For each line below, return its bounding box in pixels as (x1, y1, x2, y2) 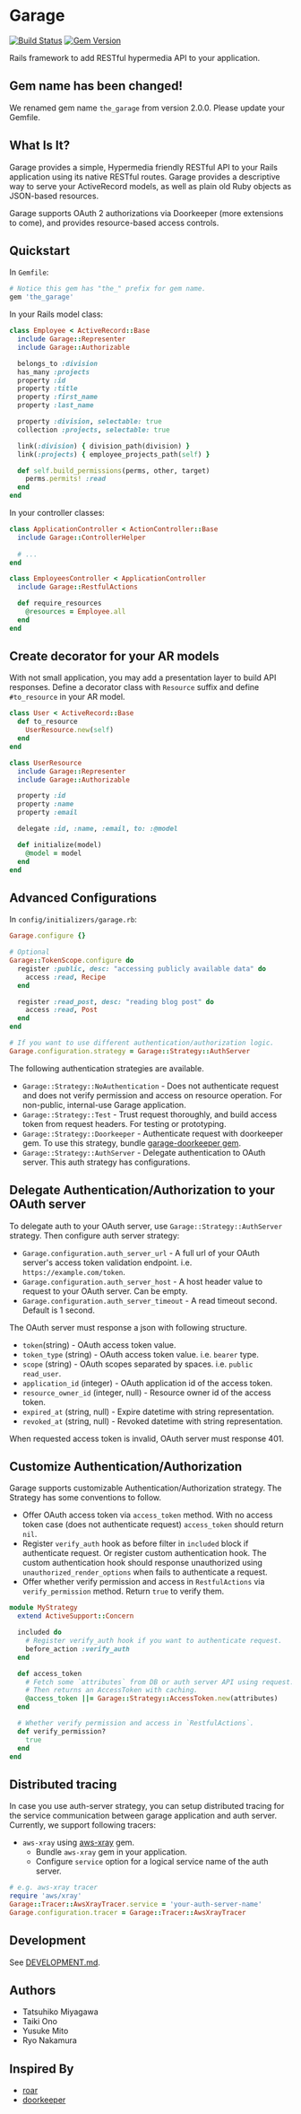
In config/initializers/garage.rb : (9, 914, 137, 925)
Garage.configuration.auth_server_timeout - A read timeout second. (21, 1295, 278, 1306)
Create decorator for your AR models (9, 649, 219, 664)
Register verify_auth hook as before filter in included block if (21, 1538, 249, 1549)
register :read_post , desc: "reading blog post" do (17, 997, 215, 1006)
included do (17, 1628, 63, 1638)
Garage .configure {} (9, 931, 87, 940)
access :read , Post (25, 1006, 99, 1015)
